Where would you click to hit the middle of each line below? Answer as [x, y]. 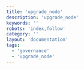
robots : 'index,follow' [36, 28]
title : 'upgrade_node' [34, 12]
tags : [13, 46]
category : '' [22, 34]
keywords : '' [22, 23]
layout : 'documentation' [37, 40]
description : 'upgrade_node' [43, 17]
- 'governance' [31, 51]
